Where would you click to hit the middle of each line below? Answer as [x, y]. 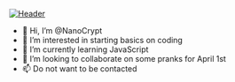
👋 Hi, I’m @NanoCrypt [62, 30]
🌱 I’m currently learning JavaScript [85, 49]
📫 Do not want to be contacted [79, 69]
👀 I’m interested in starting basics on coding [102, 40]
